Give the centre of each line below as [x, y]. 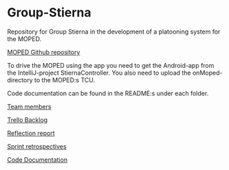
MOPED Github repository [44, 52]
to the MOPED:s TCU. [65, 80]
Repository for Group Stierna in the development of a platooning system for [114, 32]
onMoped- [207, 73]
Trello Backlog [28, 120]
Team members [29, 106]
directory [20, 80]
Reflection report [31, 133]
